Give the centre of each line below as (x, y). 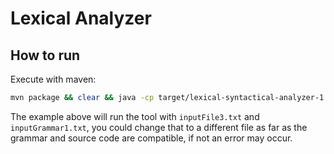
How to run (45, 55)
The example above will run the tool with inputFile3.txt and (135, 116)
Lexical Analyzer (81, 18)
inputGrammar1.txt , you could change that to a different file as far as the (159, 127)
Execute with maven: (53, 79)
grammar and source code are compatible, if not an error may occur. (151, 138)
